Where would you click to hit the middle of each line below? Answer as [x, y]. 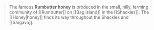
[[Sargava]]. [21, 22]
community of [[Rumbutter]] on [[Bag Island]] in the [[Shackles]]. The [79, 12]
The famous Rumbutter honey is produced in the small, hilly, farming [79, 7]
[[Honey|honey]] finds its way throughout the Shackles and [69, 17]
